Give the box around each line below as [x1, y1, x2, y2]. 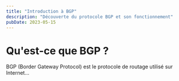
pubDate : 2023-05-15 [6, 19, 57, 25]
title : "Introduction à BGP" [6, 8, 77, 14]
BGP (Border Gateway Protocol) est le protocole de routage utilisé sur [6, 63, 173, 70]
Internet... [6, 69, 30, 76]
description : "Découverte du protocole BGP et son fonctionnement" [6, 14, 174, 20]
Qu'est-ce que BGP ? [6, 44, 109, 57]
